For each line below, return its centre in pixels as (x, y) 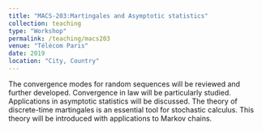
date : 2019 (27, 53)
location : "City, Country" (54, 61)
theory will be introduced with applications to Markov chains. (110, 118)
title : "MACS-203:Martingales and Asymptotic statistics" (108, 16)
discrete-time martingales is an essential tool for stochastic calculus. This (131, 109)
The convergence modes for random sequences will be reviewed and (125, 84)
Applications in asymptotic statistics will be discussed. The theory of (123, 101)
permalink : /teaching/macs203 (60, 38)
